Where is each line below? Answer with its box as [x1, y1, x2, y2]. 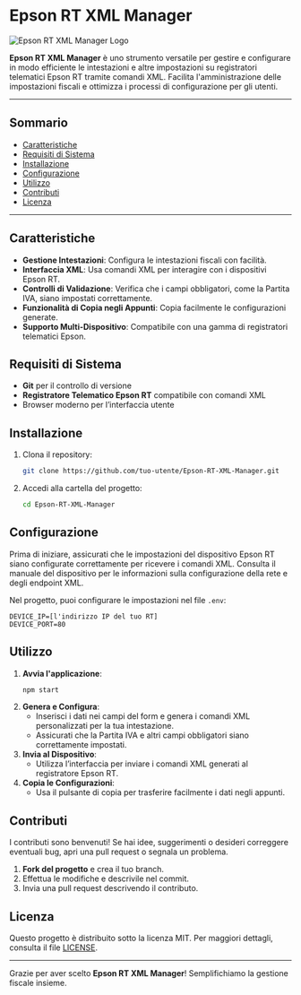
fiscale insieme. [9, 978, 67, 989]
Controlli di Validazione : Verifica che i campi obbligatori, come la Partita [21, 283, 290, 294]
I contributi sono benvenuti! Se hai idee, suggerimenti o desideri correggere [9, 837, 289, 848]
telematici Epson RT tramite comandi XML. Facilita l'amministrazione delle [9, 71, 282, 82]
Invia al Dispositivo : [21, 749, 97, 760]
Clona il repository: [21, 449, 92, 460]
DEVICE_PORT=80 [9, 619, 66, 628]
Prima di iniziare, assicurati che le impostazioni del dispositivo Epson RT [9, 549, 275, 559]
